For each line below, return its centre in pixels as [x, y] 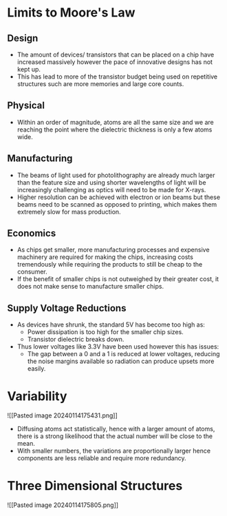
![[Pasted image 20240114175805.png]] [63, 505]
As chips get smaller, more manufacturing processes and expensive [113, 250]
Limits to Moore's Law [71, 13]
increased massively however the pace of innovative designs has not [115, 62]
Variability [37, 396]
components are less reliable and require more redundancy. [102, 458]
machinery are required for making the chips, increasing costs [105, 257]
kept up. [29, 69]
